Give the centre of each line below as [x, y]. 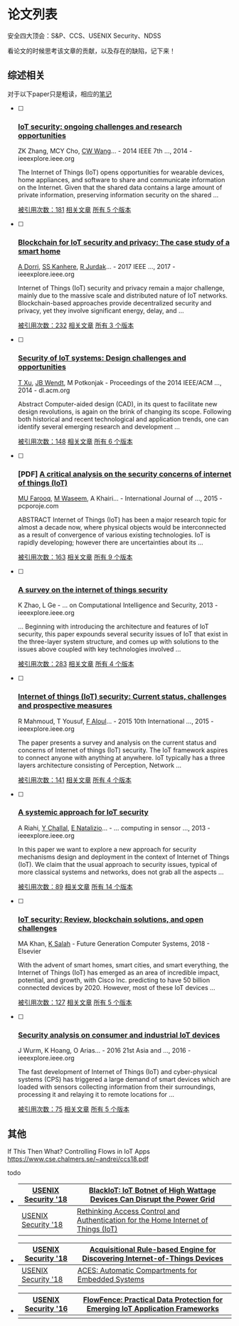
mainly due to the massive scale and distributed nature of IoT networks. [122, 295]
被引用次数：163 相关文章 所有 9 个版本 [75, 557]
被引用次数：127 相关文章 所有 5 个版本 [75, 1003]
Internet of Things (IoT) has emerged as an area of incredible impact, [119, 973]
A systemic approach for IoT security [83, 812]
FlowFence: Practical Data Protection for [153, 1300]
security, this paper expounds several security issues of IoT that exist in [123, 634]
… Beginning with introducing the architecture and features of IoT [113, 626]
